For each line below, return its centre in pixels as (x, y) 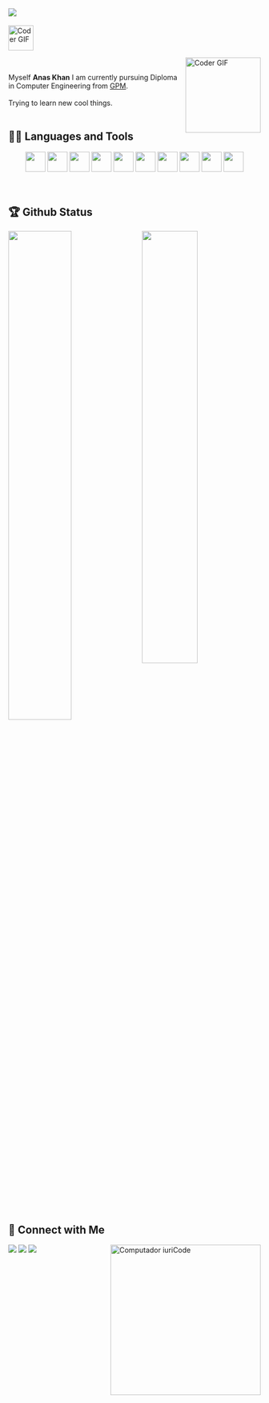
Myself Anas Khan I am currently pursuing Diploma (93, 77)
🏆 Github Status (50, 212)
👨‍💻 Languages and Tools (71, 137)
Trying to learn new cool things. (61, 103)
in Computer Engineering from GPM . (68, 86)
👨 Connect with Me (57, 1229)
